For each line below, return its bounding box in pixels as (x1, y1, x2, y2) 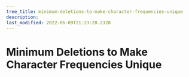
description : (6, 14, 39, 20)
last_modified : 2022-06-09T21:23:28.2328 (6, 20, 111, 25)
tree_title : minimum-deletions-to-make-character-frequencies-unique (6, 8, 184, 15)
